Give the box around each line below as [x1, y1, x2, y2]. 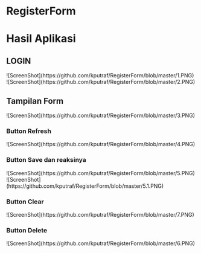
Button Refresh [6, 127, 51, 135]
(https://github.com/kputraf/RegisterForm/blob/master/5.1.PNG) [6, 182, 164, 190]
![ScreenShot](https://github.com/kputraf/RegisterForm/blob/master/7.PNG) [6, 211, 194, 218]
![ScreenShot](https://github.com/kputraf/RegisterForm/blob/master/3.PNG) [6, 112, 195, 119]
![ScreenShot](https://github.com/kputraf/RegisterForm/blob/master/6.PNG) [6, 240, 195, 247]
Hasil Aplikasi [6, 32, 77, 46]
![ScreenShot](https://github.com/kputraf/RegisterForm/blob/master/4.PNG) [6, 141, 196, 148]
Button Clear [6, 197, 44, 206]
